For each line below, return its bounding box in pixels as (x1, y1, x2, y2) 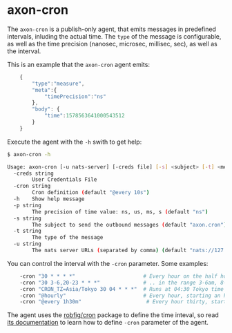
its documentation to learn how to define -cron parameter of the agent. (7, 318, 209, 327)
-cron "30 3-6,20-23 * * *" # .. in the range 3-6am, (19, 279, 217, 286)
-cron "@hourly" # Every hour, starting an (19, 292, 221, 299)
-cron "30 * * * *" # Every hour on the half (19, 272, 217, 280)
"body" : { (32, 106, 60, 113)
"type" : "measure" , (32, 80, 85, 87)
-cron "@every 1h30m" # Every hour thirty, (19, 298, 209, 305)
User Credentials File (32, 176, 97, 183)
